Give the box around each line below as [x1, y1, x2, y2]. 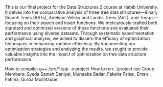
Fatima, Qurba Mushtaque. [5, 76, 59, 82]
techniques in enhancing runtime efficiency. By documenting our [5, 41, 136, 46]
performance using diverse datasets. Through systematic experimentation [5, 30, 155, 36]
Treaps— [139, 15, 158, 20]
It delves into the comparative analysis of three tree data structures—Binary [5, 9, 158, 15]
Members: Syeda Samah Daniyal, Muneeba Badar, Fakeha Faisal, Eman [5, 71, 148, 77]
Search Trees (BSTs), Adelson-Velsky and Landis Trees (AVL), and [5, 15, 139, 20]
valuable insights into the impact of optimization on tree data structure [5, 51, 147, 57]
